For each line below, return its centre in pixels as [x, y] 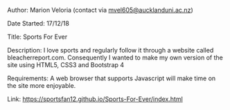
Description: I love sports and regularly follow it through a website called [110, 50]
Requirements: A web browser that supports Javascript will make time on [112, 78]
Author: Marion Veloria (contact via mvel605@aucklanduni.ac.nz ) [100, 10]
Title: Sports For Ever [37, 37]
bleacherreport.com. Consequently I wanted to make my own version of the [115, 57]
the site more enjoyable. [42, 85]
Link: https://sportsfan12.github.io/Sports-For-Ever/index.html [95, 99]
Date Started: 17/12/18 [38, 23]
